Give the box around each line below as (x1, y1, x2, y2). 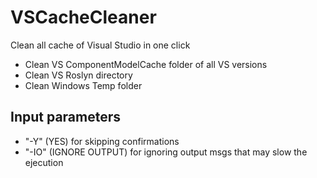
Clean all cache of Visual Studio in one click (10, 39, 191, 51)
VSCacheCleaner (10, 6, 157, 29)
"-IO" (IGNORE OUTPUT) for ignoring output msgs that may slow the (24, 146, 308, 158)
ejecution (24, 156, 64, 168)
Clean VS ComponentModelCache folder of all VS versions (24, 58, 268, 70)
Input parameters (10, 109, 122, 126)
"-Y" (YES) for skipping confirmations (24, 135, 180, 147)
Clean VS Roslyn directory (24, 69, 133, 81)
